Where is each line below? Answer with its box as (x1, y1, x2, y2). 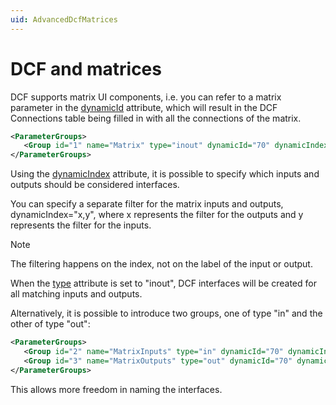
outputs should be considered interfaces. (10, 179, 180, 191)
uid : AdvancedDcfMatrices (10, 14, 118, 25)
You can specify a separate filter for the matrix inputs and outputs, (10, 198, 284, 210)
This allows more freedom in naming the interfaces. (10, 383, 223, 395)
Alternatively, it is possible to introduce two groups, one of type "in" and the (10, 307, 323, 320)
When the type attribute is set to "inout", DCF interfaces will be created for (10, 277, 317, 290)
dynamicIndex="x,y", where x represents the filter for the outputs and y (10, 209, 304, 221)
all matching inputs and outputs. (10, 288, 143, 300)
